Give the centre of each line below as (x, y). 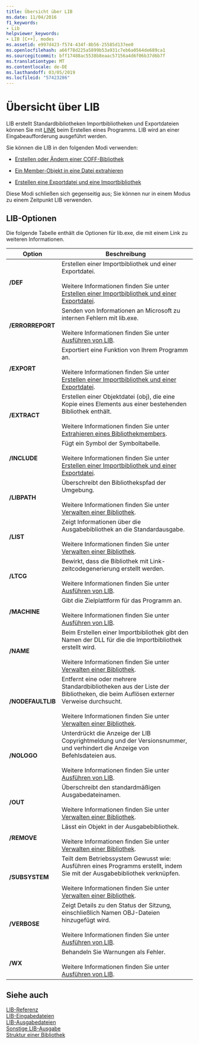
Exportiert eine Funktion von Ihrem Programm (125, 349)
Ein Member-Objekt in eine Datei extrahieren (69, 171)
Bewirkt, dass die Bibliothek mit (105, 561)
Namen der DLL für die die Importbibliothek (122, 639)
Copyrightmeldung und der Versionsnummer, (124, 740)
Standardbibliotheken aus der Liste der (115, 686)
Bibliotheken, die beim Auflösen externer (118, 693)
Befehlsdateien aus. (89, 755)
